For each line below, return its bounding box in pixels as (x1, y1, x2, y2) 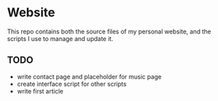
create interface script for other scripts (16, 80, 127, 88)
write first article (16, 87, 64, 95)
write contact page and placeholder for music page (16, 72, 162, 81)
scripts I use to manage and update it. (7, 34, 114, 42)
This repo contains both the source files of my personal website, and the (7, 27, 212, 35)
